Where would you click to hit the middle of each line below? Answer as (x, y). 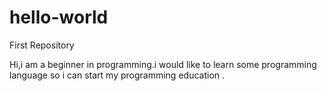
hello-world (59, 17)
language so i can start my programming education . (117, 75)
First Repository (42, 45)
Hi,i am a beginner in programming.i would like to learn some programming (163, 64)
